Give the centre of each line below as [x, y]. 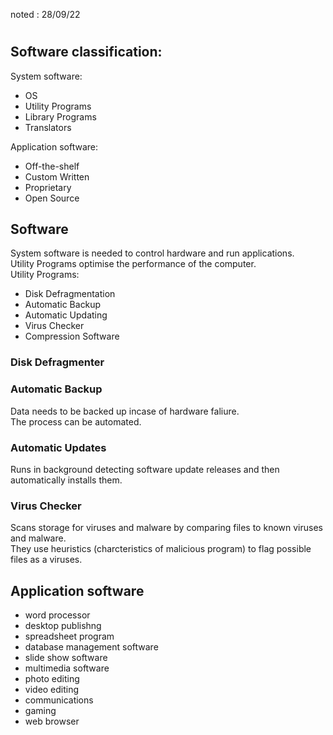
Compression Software [72, 336]
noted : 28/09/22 [45, 14]
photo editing [52, 679]
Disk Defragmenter [57, 362]
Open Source [52, 198]
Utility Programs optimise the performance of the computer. [133, 264]
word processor [57, 615]
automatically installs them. [66, 480]
